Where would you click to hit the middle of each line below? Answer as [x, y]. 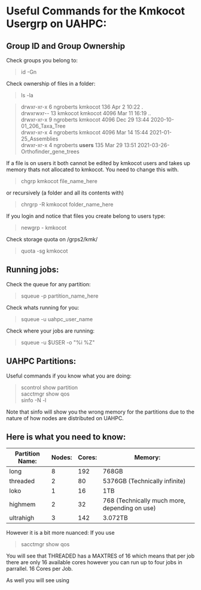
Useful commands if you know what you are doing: [69, 376]
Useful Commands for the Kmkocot [96, 11]
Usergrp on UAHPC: [57, 24]
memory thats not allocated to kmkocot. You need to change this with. [92, 170]
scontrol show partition [49, 387]
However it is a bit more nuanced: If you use [60, 533]
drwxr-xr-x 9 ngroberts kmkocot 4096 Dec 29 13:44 [85, 119]
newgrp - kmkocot [44, 227]
